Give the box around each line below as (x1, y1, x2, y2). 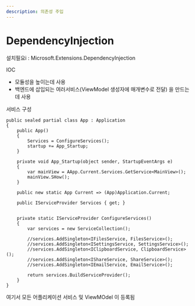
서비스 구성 (6, 106, 32, 113)
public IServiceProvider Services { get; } (17, 200, 126, 206)
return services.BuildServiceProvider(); (27, 272, 131, 278)
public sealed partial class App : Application (6, 117, 126, 123)
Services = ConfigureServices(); (27, 138, 110, 144)
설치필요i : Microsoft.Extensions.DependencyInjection (6, 54, 136, 61)
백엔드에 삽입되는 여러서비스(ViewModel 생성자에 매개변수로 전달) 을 (14, 85, 174, 93)
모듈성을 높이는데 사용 (14, 78, 66, 85)
